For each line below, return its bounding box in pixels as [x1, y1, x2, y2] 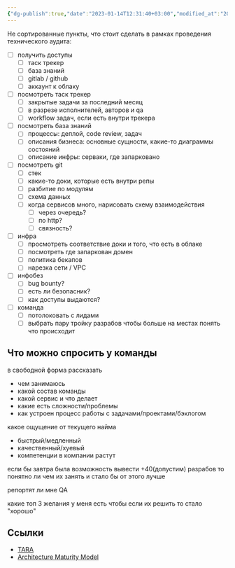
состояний [27, 145, 60, 154]
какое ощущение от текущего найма [7, 422, 117, 431]
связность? [38, 223, 73, 232]
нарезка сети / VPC [27, 263, 86, 272]
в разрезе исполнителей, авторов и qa [27, 106, 143, 114]
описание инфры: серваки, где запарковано [27, 153, 160, 161]
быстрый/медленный [17, 436, 82, 445]
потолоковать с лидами [27, 311, 99, 319]
